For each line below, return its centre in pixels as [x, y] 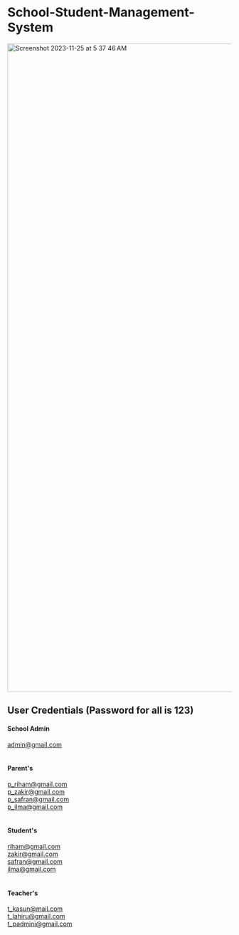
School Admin [28, 728]
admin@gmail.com [35, 744]
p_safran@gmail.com [38, 799]
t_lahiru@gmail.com [36, 916]
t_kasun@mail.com [35, 909]
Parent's [20, 768]
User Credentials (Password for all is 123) [101, 711]
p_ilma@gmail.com [35, 807]
